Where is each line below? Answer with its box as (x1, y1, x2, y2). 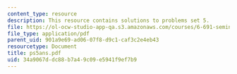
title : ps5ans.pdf (7, 50, 61, 57)
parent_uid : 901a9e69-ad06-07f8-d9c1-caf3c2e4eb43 (7, 37, 159, 44)
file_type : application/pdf (7, 30, 90, 37)
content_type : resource (7, 10, 78, 18)
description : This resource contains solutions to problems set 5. (7, 17, 210, 24)
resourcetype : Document (7, 43, 78, 50)
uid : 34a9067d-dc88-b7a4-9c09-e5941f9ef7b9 (7, 56, 138, 63)
